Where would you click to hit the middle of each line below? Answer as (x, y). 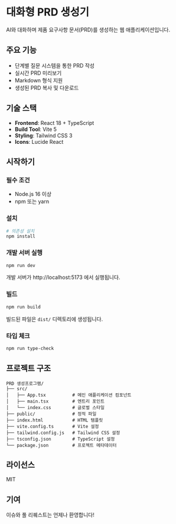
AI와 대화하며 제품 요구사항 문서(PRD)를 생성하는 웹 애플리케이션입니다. (88, 30)
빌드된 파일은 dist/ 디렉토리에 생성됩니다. (55, 319)
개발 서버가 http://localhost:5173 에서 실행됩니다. (63, 277)
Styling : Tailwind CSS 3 (43, 135)
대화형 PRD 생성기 (48, 12)
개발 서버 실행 (25, 253)
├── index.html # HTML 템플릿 (55, 420)
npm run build (24, 307)
